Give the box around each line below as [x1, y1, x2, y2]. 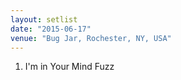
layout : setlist [10, 14, 78, 25]
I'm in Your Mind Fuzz [24, 61, 115, 73]
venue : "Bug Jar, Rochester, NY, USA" [10, 33, 172, 43]
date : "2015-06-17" [10, 24, 92, 34]
